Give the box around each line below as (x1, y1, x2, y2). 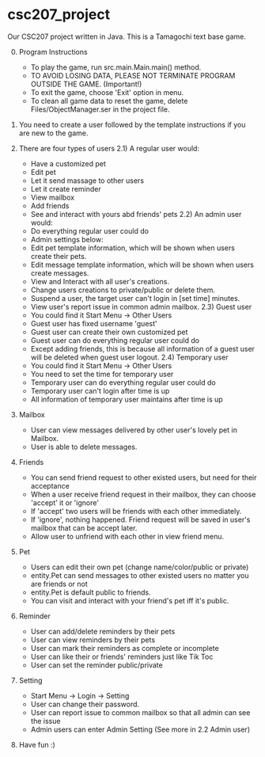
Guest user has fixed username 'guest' (30, 318, 157, 328)
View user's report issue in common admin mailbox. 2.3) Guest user (30, 302, 252, 311)
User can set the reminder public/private (30, 660, 163, 670)
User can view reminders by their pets (30, 635, 156, 645)
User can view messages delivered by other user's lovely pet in (30, 425, 238, 435)
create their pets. (30, 251, 87, 261)
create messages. (30, 268, 89, 278)
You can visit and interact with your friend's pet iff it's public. (30, 595, 229, 605)
